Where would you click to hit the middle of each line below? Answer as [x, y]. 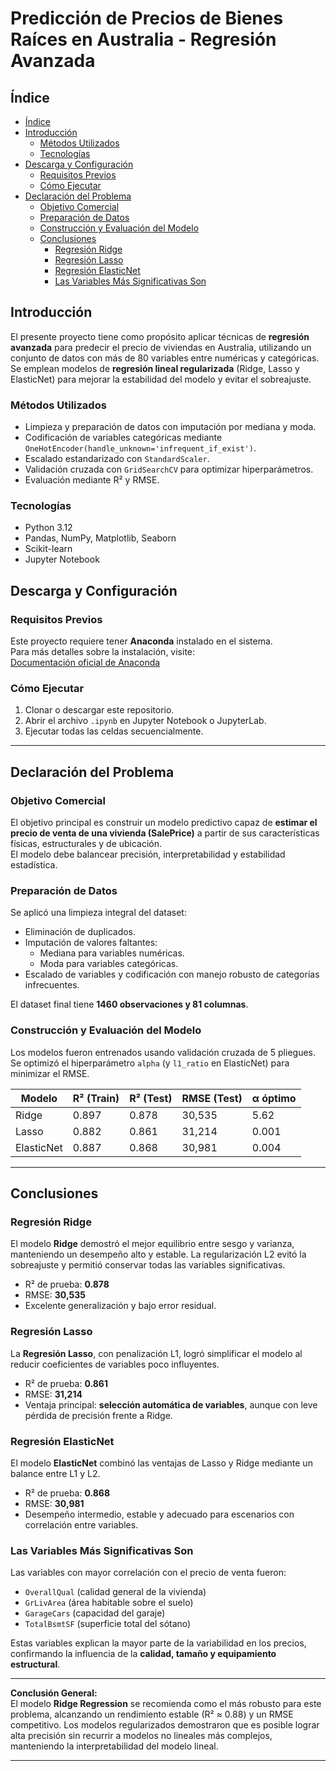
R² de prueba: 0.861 [66, 1383]
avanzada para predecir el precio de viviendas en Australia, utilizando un [161, 347]
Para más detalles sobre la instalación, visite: [103, 652]
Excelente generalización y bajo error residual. [120, 1306]
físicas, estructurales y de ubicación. [86, 844]
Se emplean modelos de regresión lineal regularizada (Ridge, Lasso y [155, 368]
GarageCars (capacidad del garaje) [95, 1613]
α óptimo [274, 1098]
